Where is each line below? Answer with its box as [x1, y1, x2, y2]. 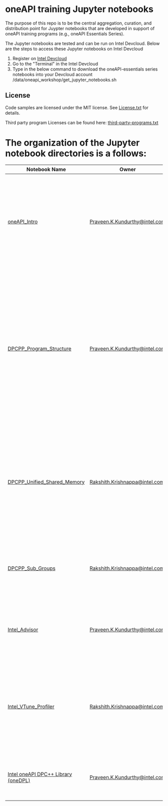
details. [5, 110, 20, 116]
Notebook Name [26, 166, 66, 173]
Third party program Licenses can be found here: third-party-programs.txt [5, 119, 158, 126]
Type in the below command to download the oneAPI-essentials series [12, 66, 158, 72]
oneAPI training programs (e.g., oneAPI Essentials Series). [5, 31, 124, 37]
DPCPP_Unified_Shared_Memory [7, 478, 85, 485]
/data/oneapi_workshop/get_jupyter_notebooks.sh [12, 77, 116, 83]
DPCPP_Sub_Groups [7, 565, 56, 572]
